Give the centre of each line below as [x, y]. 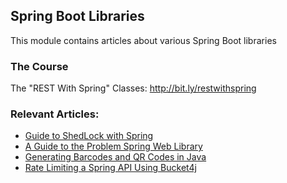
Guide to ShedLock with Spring [89, 136]
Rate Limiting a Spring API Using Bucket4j [110, 168]
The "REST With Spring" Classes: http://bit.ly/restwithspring [133, 88]
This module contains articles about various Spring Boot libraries [143, 40]
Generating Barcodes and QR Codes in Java [115, 157]
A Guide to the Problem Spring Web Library [113, 146]
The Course [39, 66]
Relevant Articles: [55, 114]
